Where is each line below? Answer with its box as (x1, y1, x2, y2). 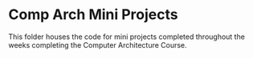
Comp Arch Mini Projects (8, 6, 178, 24)
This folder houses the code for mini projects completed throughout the (8, 32, 245, 41)
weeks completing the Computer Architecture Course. (8, 40, 187, 49)
